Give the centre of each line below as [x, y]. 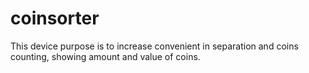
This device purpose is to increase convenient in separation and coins [154, 46]
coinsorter [55, 18]
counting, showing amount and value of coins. [105, 56]
